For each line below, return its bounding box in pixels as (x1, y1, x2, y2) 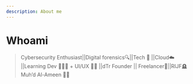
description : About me (6, 8, 62, 15)
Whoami (6, 33, 48, 47)
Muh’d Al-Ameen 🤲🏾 (20, 71, 70, 78)
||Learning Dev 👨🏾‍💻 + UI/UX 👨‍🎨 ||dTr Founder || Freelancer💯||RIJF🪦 (20, 62, 187, 69)
